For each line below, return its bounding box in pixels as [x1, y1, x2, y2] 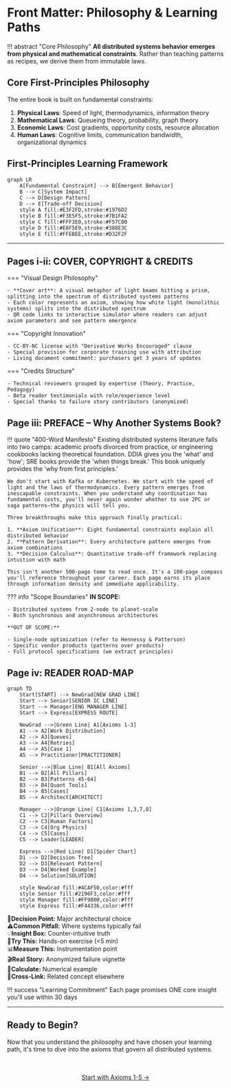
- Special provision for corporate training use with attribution [7, 349, 201, 356]
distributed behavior [7, 532, 69, 539]
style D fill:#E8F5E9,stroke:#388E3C [19, 224, 128, 232]
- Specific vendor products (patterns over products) [7, 643, 165, 649]
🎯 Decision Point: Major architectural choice [7, 915, 131, 923]
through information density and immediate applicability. [7, 581, 180, 587]
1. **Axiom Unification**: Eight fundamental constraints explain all [7, 526, 214, 534]
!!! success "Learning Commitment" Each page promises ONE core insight [7, 986, 217, 994]
